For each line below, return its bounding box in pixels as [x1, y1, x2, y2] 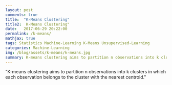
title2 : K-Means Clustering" [5, 21, 70, 27]
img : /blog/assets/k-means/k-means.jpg [5, 50, 91, 55]
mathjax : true [5, 36, 36, 41]
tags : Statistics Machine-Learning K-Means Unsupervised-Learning [5, 41, 150, 46]
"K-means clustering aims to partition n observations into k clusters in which [5, 69, 166, 75]
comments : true [5, 12, 38, 17]
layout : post [5, 7, 33, 13]
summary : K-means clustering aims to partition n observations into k [5, 54, 159, 60]
